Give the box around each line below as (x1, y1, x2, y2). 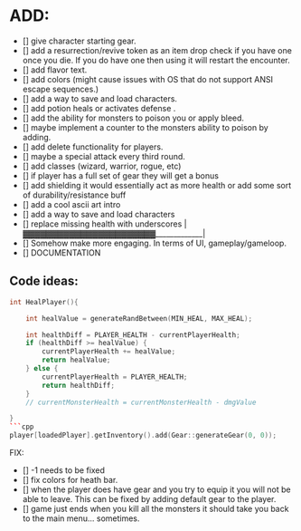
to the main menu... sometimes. (22, 513, 140, 524)
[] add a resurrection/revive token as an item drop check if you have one (22, 44, 292, 55)
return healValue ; (42, 355, 111, 365)
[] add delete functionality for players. (22, 141, 164, 152)
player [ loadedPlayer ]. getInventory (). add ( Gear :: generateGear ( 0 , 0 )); (9, 431, 277, 440)
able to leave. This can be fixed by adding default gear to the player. (22, 494, 277, 504)
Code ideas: (9, 274, 79, 289)
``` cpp (9, 422, 34, 431)
